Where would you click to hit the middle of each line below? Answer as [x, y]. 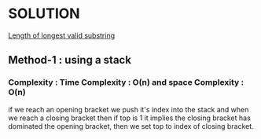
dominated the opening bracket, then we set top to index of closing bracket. [131, 126]
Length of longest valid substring [62, 35]
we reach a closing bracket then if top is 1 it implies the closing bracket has [130, 118]
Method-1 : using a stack [70, 60]
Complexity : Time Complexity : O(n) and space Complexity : [126, 82]
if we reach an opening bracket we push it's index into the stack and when [129, 109]
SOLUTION [44, 14]
